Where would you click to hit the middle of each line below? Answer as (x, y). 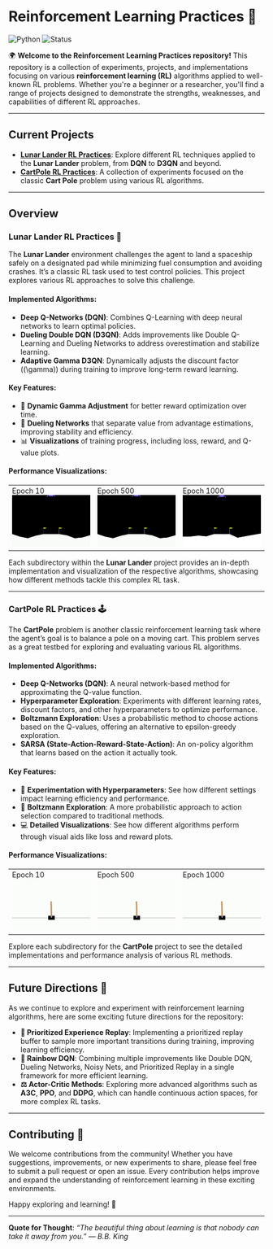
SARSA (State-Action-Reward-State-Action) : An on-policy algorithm (136, 745)
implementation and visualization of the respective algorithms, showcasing (133, 571)
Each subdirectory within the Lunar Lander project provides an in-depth (129, 562)
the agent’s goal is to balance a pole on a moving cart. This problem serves (134, 639)
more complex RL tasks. (61, 1101)
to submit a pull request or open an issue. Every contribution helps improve (134, 1172)
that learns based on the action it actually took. (99, 753)
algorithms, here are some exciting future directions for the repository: (126, 1016)
